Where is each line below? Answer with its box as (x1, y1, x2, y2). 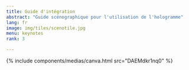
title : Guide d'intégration (6, 8, 76, 15)
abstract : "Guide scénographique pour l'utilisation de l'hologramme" (6, 14, 184, 20)
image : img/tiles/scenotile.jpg (6, 25, 86, 31)
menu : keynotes (6, 31, 44, 36)
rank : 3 (6, 36, 25, 42)
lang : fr (6, 19, 28, 25)
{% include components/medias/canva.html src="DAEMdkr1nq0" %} (6, 57, 173, 64)
